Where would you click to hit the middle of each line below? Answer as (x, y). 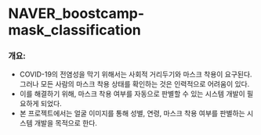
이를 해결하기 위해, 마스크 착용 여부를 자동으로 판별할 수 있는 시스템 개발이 (132, 94)
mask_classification (74, 30)
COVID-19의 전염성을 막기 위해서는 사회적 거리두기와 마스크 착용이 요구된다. (136, 74)
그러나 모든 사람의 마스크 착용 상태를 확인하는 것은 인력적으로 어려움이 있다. (134, 84)
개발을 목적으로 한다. (66, 123)
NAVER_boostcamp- (76, 14)
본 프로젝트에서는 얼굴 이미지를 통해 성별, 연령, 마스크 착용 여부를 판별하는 (132, 113)
